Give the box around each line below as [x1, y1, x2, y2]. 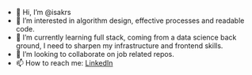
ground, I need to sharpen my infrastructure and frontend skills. [15, 41, 223, 51]
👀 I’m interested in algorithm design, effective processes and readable [15, 16, 245, 25]
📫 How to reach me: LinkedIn [15, 58, 113, 67]
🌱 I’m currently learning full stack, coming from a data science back [15, 32, 237, 42]
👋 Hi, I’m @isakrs [15, 8, 71, 17]
